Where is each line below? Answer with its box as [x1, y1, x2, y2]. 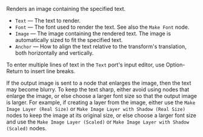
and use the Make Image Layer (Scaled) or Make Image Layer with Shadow [6, 118, 190, 125]
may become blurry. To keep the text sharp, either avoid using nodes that [6, 86, 190, 93]
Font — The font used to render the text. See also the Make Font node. [15, 24, 190, 30]
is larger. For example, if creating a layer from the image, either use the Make [6, 99, 196, 106]
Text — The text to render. [15, 17, 81, 24]
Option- [165, 61, 185, 68]
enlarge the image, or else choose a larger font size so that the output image [6, 93, 198, 99]
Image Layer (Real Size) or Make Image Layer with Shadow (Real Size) [6, 105, 186, 112]
